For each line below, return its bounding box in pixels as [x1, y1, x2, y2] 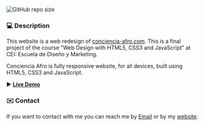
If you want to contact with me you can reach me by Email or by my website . [6, 113, 199, 120]
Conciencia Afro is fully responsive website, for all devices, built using [6, 62, 183, 70]
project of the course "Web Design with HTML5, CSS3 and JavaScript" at [6, 44, 191, 51]
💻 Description [6, 21, 50, 30]
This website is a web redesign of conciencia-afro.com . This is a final [6, 37, 181, 45]
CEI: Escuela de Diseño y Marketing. [6, 51, 98, 58]
